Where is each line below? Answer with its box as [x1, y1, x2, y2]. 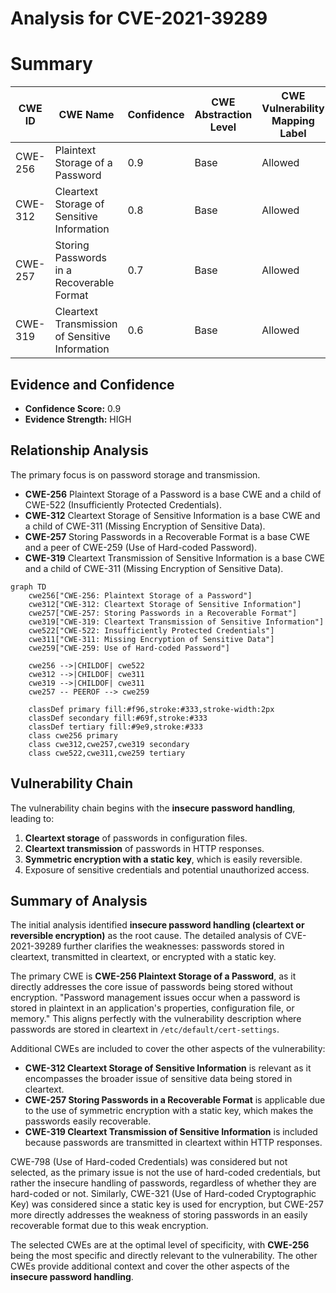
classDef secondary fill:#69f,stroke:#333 [28, 713, 208, 723]
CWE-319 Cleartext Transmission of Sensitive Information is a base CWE [24, 552, 325, 564]
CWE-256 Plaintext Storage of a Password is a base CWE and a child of [24, 488, 322, 500]
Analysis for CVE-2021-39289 [10, 7, 268, 30]
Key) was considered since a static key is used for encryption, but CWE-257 [10, 1198, 324, 1211]
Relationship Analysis [10, 442, 149, 459]
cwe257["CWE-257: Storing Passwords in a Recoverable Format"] [28, 608, 298, 618]
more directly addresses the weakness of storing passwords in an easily [10, 1209, 308, 1221]
